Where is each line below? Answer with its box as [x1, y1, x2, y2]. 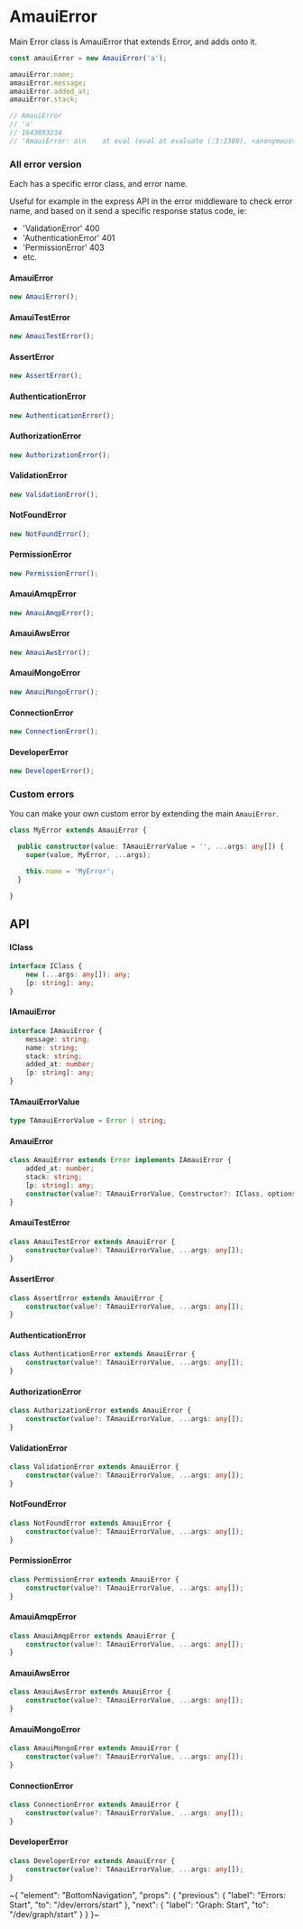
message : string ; [25, 1035, 91, 1044]
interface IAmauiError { [9, 1026, 103, 1035]
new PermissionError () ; [9, 568, 99, 578]
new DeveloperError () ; [9, 767, 95, 776]
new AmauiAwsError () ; [9, 648, 91, 658]
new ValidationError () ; [9, 490, 99, 499]
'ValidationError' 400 [22, 223, 101, 234]
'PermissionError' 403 [22, 242, 106, 254]
